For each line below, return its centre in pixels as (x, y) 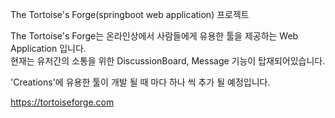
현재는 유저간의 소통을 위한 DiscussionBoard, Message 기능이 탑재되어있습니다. (168, 61)
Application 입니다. (48, 48)
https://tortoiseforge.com (62, 102)
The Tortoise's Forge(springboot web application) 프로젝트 (130, 14)
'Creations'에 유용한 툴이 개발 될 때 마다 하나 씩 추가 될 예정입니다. (140, 82)
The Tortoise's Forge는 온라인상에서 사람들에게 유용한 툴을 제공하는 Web (154, 36)
